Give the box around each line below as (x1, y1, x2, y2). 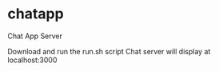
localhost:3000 (7, 55, 58, 65)
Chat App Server (7, 31, 63, 41)
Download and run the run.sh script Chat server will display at (7, 46, 211, 56)
